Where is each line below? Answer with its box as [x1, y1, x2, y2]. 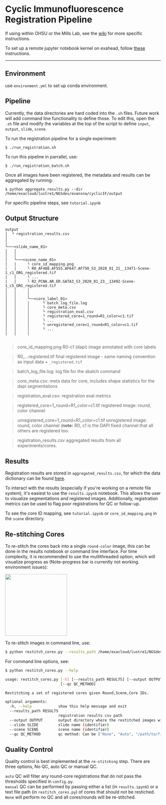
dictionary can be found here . [5, 475, 66, 481]
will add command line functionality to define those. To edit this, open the [5, 115, 155, 121]
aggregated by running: [5, 177, 53, 183]
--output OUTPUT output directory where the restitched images [9, 717, 156, 723]
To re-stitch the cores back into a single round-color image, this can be [5, 543, 150, 549]
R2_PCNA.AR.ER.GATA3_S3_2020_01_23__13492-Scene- [31, 279, 136, 284]
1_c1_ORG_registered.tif [5, 271, 56, 276]
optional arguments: [5, 699, 48, 705]
